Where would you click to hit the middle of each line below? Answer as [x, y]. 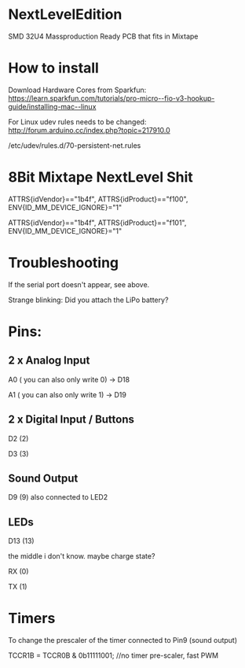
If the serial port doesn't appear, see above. [79, 284]
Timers [32, 618]
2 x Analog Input [49, 361]
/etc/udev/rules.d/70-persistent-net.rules [75, 145]
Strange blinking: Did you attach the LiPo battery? [88, 300]
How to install [54, 68]
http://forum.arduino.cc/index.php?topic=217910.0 [89, 130]
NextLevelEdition [65, 15]
